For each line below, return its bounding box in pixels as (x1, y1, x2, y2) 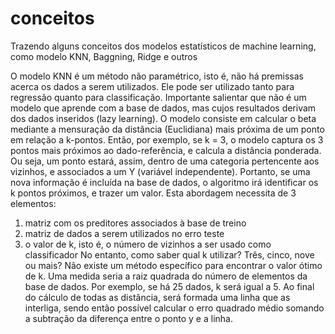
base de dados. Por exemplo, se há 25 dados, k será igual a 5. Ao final (24, 280, 315, 292)
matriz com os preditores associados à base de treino (24, 217, 247, 229)
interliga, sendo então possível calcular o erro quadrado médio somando (24, 302, 325, 314)
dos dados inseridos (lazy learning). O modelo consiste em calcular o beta (10, 112, 317, 124)
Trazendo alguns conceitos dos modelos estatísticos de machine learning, (10, 40, 317, 52)
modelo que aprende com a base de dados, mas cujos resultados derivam (10, 102, 317, 114)
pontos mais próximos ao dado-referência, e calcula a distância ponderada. (10, 144, 322, 156)
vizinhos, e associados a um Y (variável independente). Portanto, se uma (10, 165, 311, 177)
